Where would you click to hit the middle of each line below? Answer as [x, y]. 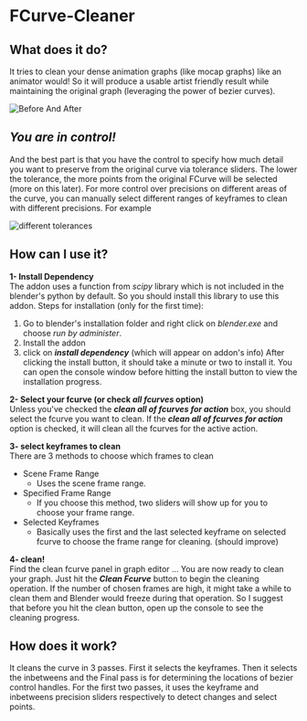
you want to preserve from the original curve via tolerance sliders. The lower [153, 169]
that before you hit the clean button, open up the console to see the [137, 608]
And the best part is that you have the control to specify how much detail [147, 159]
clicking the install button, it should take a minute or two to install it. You [157, 362]
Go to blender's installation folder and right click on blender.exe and [150, 323]
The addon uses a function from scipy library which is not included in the [147, 286]
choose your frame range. [85, 512]
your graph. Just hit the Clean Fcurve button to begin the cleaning [134, 578]
